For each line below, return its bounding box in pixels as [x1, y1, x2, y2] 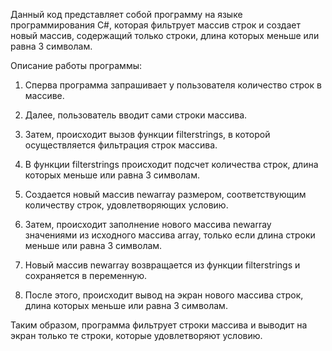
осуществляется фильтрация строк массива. [24, 139, 218, 151]
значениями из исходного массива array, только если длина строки [24, 229, 316, 241]
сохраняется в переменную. [24, 270, 148, 281]
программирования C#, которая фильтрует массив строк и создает [10, 19, 301, 31]
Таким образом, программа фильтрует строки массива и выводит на [10, 319, 308, 331]
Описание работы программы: [10, 60, 142, 71]
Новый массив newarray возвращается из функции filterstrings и [24, 259, 301, 271]
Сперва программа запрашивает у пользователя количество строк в [24, 79, 322, 91]
